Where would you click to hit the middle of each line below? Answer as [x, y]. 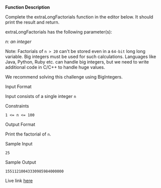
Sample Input [19, 144]
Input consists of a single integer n [41, 96]
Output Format [20, 124]
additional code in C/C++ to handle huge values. [55, 67]
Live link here [19, 180]
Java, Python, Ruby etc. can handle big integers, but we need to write [77, 62]
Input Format [18, 86]
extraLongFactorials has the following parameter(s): [59, 32]
